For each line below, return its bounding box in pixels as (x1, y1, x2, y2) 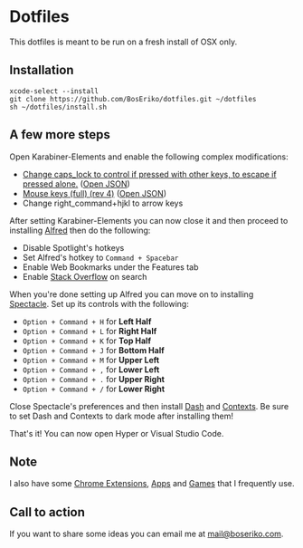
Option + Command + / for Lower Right (22, 383, 166, 394)
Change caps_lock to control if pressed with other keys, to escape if (22, 168, 278, 179)
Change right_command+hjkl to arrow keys (22, 197, 184, 208)
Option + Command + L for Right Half (22, 325, 157, 336)
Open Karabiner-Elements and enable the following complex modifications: (9, 151, 289, 162)
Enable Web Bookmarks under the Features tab (22, 261, 199, 273)
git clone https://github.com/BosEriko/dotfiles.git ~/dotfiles (9, 94, 257, 103)
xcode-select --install (9, 86, 99, 96)
